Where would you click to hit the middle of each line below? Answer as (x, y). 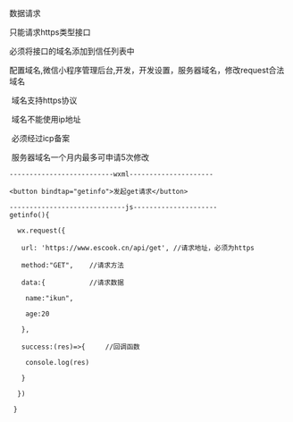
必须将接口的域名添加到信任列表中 (72, 51)
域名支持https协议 (44, 100)
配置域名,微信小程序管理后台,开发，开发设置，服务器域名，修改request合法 (147, 70)
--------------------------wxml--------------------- (112, 174)
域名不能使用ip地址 (46, 119)
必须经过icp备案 (40, 138)
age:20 (38, 314)
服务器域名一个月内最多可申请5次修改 (80, 157)
